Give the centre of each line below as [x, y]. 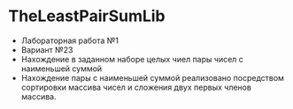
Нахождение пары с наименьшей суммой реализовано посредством [153, 77]
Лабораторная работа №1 [70, 40]
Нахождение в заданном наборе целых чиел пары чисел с [132, 59]
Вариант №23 [47, 49]
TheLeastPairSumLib [87, 16]
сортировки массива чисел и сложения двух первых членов [136, 87]
